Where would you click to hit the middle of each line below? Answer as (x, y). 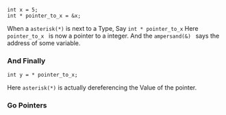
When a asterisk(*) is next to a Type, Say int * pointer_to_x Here (103, 28)
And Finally (26, 60)
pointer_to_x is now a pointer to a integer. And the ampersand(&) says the (113, 36)
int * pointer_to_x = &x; (44, 16)
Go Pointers (27, 105)
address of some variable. (44, 43)
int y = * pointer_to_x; (42, 75)
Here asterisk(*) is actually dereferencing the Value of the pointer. (102, 88)
